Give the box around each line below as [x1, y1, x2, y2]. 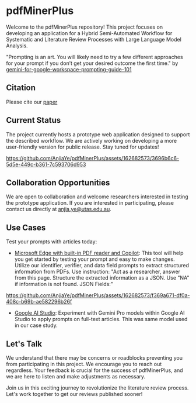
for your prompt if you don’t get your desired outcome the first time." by [6, 60, 178, 67]
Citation [6, 83, 36, 93]
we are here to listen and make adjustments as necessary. [6, 373, 146, 380]
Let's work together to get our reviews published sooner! [6, 391, 143, 397]
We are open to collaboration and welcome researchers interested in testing [6, 193, 188, 200]
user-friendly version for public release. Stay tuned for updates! [6, 143, 159, 150]
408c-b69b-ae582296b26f [6, 298, 72, 305]
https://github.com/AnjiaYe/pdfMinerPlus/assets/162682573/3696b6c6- [6, 154, 180, 161]
